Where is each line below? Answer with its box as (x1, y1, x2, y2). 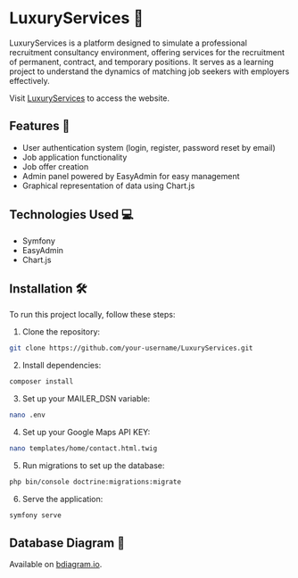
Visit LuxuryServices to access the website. (9, 93, 170, 103)
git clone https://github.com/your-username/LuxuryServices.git (9, 343, 253, 353)
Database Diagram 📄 (9, 535, 125, 551)
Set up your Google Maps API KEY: (21, 427, 151, 437)
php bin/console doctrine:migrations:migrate (9, 477, 181, 486)
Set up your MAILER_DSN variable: (21, 393, 151, 404)
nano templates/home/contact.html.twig (9, 444, 158, 453)
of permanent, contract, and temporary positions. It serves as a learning (9, 56, 274, 67)
